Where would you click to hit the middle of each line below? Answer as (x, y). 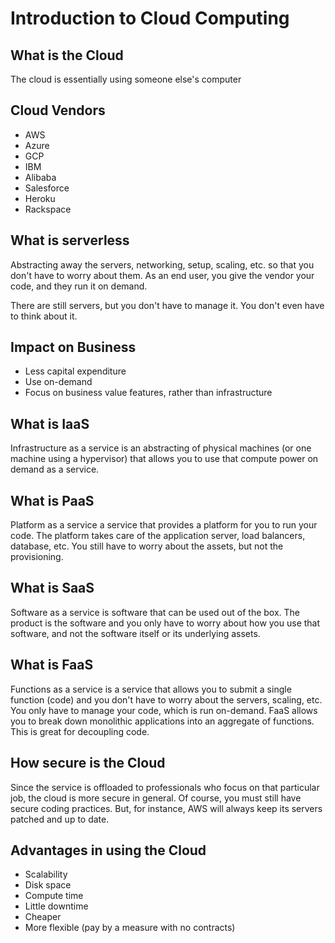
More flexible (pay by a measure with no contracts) (130, 928)
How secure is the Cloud (88, 763)
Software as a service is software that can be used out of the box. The (155, 612)
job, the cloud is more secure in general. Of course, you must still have (156, 798)
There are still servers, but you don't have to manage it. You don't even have (167, 305)
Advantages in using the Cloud (108, 850)
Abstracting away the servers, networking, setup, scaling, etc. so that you (162, 264)
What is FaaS (52, 665)
